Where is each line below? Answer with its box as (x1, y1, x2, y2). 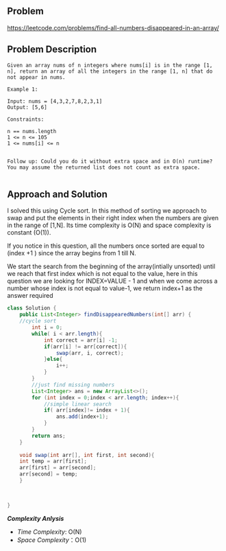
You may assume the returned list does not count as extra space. (7, 164, 201, 171)
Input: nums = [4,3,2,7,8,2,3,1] (7, 97, 103, 105)
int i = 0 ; (32, 324, 63, 331)
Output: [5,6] (7, 104, 48, 110)
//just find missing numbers (32, 381, 115, 388)
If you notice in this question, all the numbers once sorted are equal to (7, 242, 205, 250)
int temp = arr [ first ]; (19, 458, 88, 465)
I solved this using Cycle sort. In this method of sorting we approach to (7, 207, 207, 215)
